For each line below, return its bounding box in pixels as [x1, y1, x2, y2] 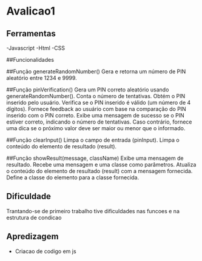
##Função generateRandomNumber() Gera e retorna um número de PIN [6, 68, 186, 75]
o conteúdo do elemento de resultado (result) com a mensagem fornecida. [6, 168, 193, 174]
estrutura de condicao [6, 214, 62, 221]
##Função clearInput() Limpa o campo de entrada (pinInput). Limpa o [6, 136, 180, 144]
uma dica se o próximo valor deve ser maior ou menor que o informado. [6, 125, 186, 131]
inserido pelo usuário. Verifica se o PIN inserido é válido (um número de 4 [6, 99, 191, 106]
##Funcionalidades [6, 56, 55, 63]
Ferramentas [6, 28, 56, 39]
